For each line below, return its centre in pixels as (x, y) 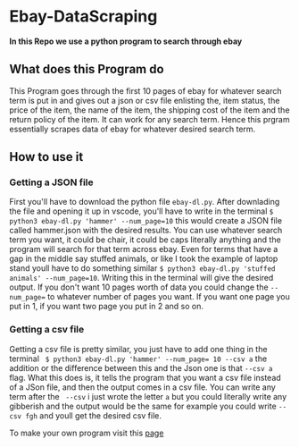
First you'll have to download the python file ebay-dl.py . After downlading (145, 202)
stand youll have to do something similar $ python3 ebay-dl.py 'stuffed (142, 268)
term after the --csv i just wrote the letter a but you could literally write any (148, 396)
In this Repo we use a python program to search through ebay (126, 41)
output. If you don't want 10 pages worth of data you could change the (139, 287)
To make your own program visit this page (87, 433)
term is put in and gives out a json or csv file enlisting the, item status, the (145, 100)
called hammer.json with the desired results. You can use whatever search (146, 231)
